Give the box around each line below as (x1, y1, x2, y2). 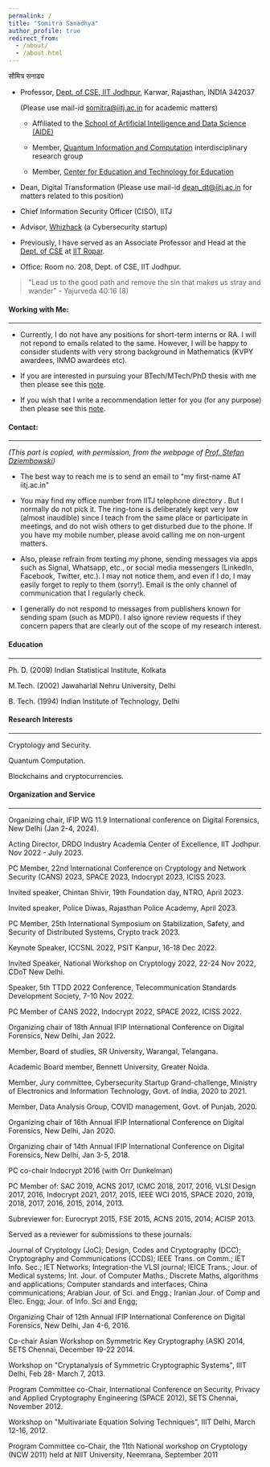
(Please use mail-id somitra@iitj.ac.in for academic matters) (19, 103, 219, 113)
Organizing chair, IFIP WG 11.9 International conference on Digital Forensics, (8, 815, 260, 825)
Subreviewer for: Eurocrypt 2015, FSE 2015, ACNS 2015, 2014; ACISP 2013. (8, 1214, 256, 1224)
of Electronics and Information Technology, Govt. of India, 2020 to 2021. (8, 1086, 247, 1096)
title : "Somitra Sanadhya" (8, 19, 99, 27)
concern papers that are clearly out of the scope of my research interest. (19, 621, 262, 631)
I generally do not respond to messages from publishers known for (19, 604, 241, 614)
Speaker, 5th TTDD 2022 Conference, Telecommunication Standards (8, 983, 237, 992)
